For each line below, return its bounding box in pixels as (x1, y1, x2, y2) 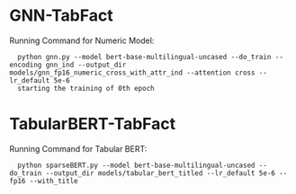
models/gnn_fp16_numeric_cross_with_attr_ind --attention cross (9, 68, 256, 77)
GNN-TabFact (9, 5, 114, 26)
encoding (9, 60, 42, 69)
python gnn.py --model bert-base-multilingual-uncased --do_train (17, 52, 272, 61)
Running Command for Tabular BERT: (9, 143, 148, 154)
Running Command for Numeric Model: (9, 35, 155, 46)
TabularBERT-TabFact (9, 114, 176, 135)
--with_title (29, 176, 78, 185)
